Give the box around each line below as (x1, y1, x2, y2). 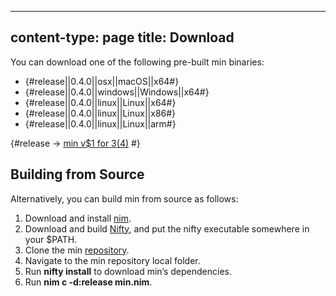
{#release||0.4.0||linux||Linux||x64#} (24, 96, 177, 108)
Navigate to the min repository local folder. (24, 254, 201, 266)
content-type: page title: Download (10, 29, 235, 46)
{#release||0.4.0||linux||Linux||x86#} (24, 107, 177, 119)
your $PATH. (24, 233, 78, 245)
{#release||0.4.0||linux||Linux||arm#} (24, 117, 177, 130)
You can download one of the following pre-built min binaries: (10, 56, 265, 68)
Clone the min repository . (24, 244, 130, 256)
